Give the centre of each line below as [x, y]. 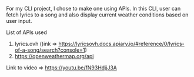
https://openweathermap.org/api [54, 56]
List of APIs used [26, 32]
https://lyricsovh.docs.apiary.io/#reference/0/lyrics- [122, 44]
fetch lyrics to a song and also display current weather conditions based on [97, 15]
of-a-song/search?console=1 [50, 50]
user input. [19, 21]
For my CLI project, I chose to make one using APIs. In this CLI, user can [93, 9]
